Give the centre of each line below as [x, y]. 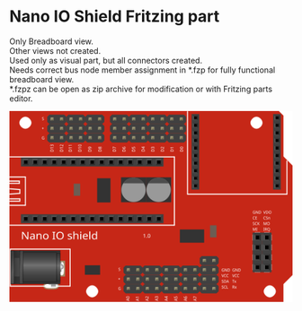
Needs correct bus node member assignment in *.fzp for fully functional [142, 70]
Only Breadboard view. [52, 41]
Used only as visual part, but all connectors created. [106, 60]
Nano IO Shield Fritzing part [115, 17]
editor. [21, 98]
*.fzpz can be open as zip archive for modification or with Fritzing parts [141, 89]
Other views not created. [55, 50]
